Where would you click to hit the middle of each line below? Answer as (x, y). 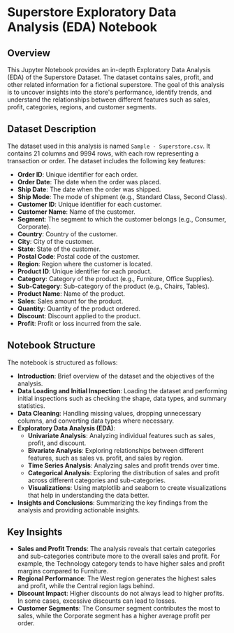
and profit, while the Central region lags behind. (86, 586)
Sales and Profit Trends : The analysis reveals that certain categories (117, 549)
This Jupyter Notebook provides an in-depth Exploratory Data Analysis (109, 70)
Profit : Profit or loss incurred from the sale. (79, 323)
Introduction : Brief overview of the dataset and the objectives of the (116, 376)
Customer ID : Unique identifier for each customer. (89, 204)
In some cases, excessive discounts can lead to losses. (97, 601)
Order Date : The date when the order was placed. (89, 182)
